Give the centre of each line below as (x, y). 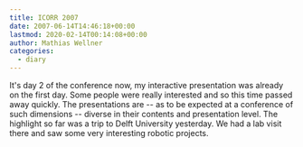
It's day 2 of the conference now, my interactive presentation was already (147, 85)
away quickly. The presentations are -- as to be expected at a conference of (151, 104)
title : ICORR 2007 (44, 18)
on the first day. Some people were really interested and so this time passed (151, 95)
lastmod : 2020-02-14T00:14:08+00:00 (78, 34)
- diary (32, 60)
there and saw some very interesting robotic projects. (109, 133)
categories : (32, 51)
